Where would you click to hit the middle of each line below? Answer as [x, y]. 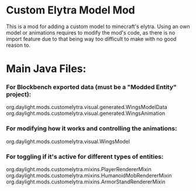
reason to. [18, 45]
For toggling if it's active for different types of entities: [85, 156]
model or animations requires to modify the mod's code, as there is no [91, 32]
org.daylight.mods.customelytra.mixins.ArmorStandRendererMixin [86, 182]
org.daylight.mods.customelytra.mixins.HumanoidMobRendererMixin [89, 176]
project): [19, 94]
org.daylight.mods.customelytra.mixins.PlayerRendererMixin [79, 169]
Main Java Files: [46, 69]
